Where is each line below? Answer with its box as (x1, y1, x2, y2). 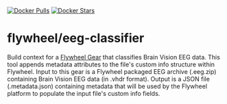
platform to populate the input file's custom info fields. (7, 89, 160, 97)
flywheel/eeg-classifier (7, 31, 145, 46)
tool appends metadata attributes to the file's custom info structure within (7, 60, 215, 68)
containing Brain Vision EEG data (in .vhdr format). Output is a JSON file (7, 75, 211, 83)
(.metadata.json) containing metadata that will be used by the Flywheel (7, 82, 208, 90)
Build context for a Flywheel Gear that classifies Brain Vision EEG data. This (7, 53, 221, 61)
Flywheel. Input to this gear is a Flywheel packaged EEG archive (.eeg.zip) (7, 67, 217, 75)
